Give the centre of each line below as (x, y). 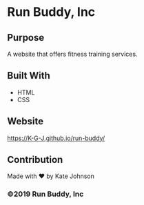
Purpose (26, 38)
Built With (29, 76)
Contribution (35, 160)
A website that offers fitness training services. (72, 54)
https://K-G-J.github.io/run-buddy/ (56, 138)
